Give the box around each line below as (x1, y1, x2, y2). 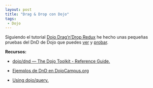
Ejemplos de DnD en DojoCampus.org (12, 68, 90, 74)
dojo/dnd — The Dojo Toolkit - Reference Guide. (12, 58, 110, 64)
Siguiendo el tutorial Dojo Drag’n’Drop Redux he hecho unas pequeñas (5, 34, 149, 40)
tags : (5, 16, 16, 21)
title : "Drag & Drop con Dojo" (5, 12, 69, 17)
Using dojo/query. (12, 77, 49, 83)
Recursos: (5, 49, 27, 55)
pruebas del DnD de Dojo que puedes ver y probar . (5, 40, 109, 45)
